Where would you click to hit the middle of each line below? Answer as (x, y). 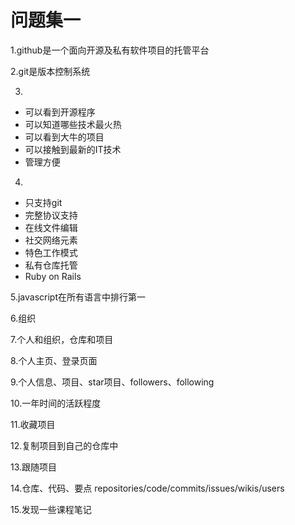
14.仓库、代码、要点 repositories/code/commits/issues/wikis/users (147, 488)
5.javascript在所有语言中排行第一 (78, 297)
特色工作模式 (51, 252)
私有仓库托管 (51, 265)
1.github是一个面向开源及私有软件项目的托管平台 (110, 50)
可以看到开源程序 (60, 112)
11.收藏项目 (33, 424)
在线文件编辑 (51, 227)
